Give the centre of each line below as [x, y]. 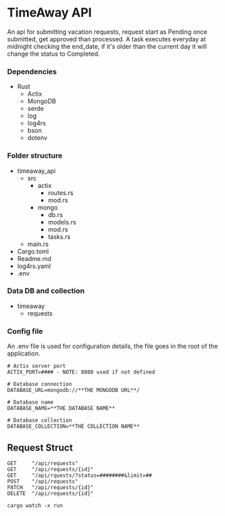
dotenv [37, 138]
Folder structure [35, 156]
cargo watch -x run [35, 505]
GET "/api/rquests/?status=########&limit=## [80, 475]
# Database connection [40, 384]
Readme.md [34, 258]
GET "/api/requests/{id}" [51, 469]
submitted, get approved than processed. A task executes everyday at [107, 39]
